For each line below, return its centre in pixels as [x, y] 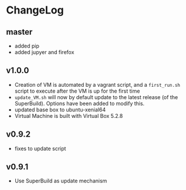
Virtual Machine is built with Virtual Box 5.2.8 [69, 116]
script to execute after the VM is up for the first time [77, 91]
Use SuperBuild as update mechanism [61, 181]
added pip [27, 46]
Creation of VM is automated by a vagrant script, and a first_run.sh [97, 84]
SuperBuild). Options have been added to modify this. [80, 103]
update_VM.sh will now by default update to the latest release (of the [96, 97]
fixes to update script [40, 148]
